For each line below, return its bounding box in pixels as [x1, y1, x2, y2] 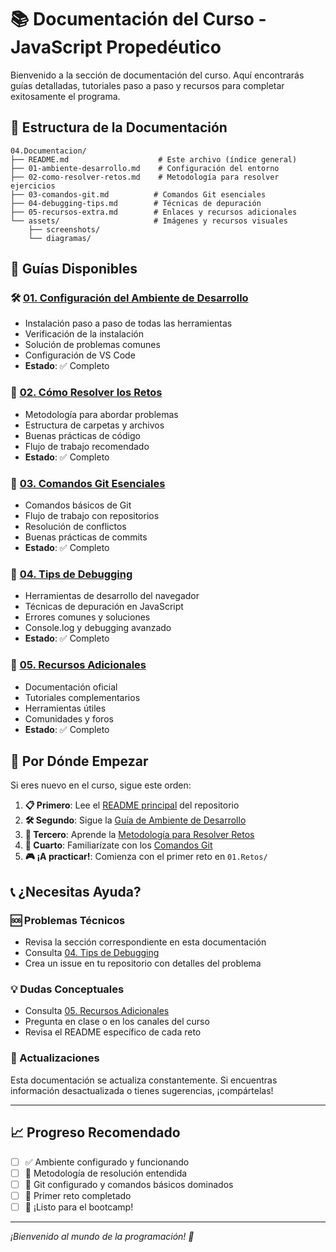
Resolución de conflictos [24, 521, 127, 533]
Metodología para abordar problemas [24, 408, 179, 420]
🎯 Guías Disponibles [10, 261, 138, 278]
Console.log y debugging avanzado [24, 622, 172, 634]
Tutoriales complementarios [24, 691, 141, 703]
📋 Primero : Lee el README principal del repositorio [24, 799, 240, 811]
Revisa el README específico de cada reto [24, 1026, 202, 1038]
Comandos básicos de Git [24, 499, 132, 511]
